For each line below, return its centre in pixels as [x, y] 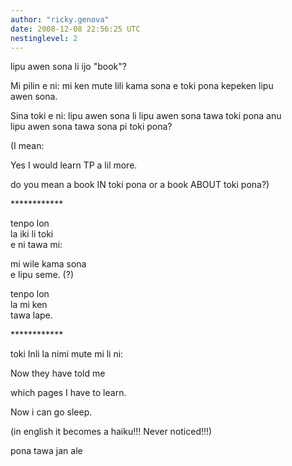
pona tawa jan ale [46, 451]
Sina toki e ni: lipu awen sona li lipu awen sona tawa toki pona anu [146, 116]
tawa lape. [31, 315]
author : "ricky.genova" [60, 19]
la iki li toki [32, 234]
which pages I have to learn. [68, 393]
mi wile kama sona [48, 264]
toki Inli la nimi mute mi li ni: [67, 354]
